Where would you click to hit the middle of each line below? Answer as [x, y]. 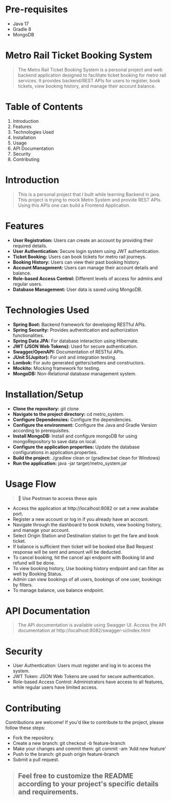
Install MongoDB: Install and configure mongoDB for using [75, 436]
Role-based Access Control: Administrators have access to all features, [88, 682]
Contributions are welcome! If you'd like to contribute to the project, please [85, 722]
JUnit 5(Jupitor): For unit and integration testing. [64, 357]
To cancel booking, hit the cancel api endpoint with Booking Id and [83, 557]
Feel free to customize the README [75, 776]
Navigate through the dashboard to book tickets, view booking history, [87, 524]
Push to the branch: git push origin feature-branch [66, 754]
